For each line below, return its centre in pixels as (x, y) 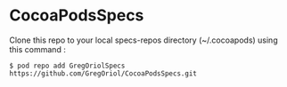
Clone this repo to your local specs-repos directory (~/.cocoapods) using (143, 40)
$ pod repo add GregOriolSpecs (67, 66)
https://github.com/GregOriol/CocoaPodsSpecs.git (103, 73)
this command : (38, 49)
